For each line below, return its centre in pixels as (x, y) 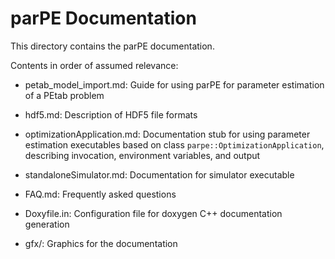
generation (47, 224)
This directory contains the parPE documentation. (112, 46)
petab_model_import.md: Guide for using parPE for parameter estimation (174, 84)
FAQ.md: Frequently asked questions (100, 194)
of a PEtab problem (64, 95)
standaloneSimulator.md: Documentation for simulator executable (159, 174)
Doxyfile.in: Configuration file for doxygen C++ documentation (153, 213)
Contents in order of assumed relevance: (94, 65)
